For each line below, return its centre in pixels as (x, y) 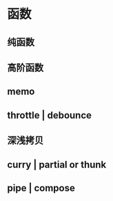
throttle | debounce (49, 115)
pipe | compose (41, 188)
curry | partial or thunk (57, 165)
